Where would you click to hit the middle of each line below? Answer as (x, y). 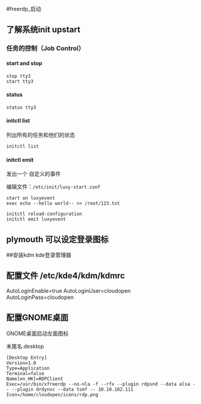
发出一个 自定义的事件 (33, 174)
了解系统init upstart (43, 30)
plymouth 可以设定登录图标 (57, 239)
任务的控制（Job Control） (46, 48)
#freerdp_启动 (24, 9)
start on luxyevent (31, 198)
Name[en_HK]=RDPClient (35, 379)
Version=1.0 (21, 363)
